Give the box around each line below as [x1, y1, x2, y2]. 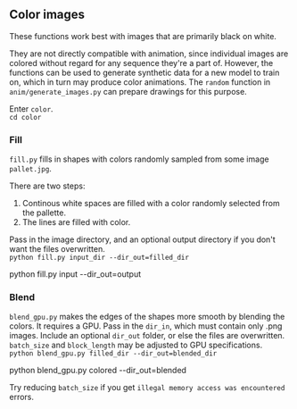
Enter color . [9, 103, 54, 114]
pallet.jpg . [9, 163, 52, 174]
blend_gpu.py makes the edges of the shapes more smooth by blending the [9, 312, 285, 322]
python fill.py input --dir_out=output [9, 269, 142, 280]
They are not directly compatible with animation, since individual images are [9, 48, 289, 59]
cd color [9, 113, 42, 121]
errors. [9, 392, 34, 403]
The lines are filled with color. [21, 217, 131, 228]
